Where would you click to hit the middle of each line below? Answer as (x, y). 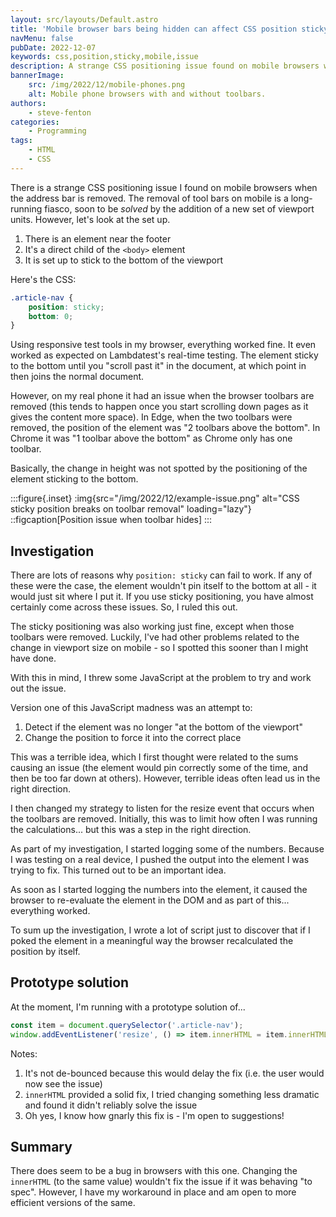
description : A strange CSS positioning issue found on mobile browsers (165, 66)
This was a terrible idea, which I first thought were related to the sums (154, 757)
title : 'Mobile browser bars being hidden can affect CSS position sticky (169, 29)
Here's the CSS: (43, 279)
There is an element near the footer (98, 238)
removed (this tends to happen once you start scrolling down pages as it (159, 407)
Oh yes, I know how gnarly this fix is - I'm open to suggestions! (154, 1115)
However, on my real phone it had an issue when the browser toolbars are (162, 396)
